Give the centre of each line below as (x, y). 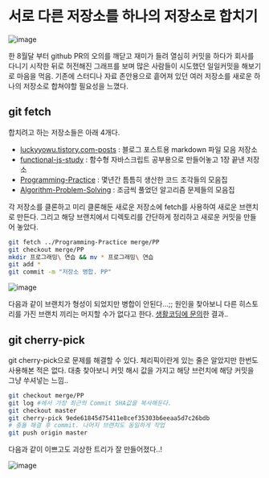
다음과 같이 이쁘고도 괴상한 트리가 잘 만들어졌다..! (86, 449)
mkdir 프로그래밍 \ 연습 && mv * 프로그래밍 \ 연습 (81, 257)
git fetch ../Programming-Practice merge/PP (84, 242)
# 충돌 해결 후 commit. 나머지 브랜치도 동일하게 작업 (87, 426)
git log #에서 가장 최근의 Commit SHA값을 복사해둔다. (90, 403)
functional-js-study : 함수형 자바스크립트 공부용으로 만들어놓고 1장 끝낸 (132, 159)
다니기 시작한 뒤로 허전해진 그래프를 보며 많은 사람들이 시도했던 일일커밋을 (124, 66)
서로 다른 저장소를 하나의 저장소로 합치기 (133, 16)
